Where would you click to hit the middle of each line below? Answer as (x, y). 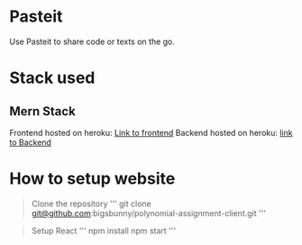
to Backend (31, 142)
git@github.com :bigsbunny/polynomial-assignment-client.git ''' (149, 213)
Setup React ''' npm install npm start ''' (104, 231)
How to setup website (92, 179)
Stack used (52, 78)
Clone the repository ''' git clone (91, 204)
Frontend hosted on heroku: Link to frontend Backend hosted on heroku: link (151, 132)
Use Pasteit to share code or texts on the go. (92, 41)
